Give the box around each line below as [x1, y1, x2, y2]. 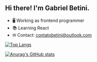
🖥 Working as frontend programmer [12, 17, 85, 23]
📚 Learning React [12, 25, 49, 31]
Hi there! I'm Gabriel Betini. [5, 4, 90, 12]
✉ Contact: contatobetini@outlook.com [12, 32, 92, 38]
